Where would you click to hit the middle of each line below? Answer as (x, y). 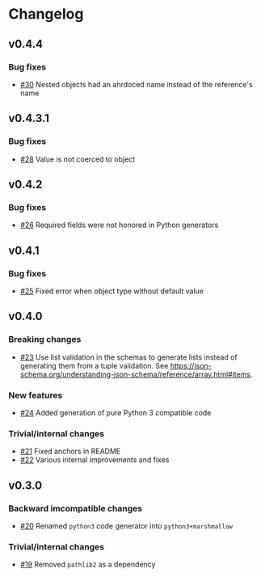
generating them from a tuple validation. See (94, 365)
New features (36, 395)
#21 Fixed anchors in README (70, 451)
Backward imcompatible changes (76, 508)
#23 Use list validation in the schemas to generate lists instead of (128, 357)
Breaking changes (45, 339)
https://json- (191, 365)
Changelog (46, 14)
